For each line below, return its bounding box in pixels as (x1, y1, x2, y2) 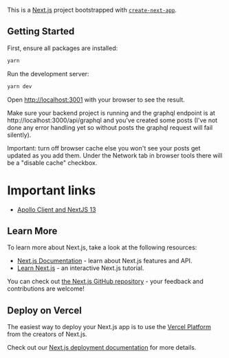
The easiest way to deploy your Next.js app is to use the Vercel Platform (7, 323, 212, 331)
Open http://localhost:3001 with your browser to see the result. (7, 96, 186, 104)
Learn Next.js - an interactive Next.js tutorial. (17, 264, 144, 272)
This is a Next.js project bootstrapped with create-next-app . (7, 6, 177, 14)
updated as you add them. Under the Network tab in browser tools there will (7, 151, 223, 159)
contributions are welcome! (7, 284, 85, 293)
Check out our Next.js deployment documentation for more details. (7, 344, 197, 352)
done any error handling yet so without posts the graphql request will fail (7, 123, 213, 131)
